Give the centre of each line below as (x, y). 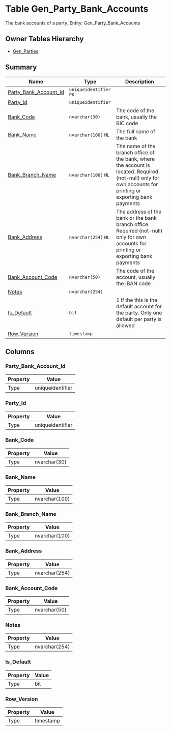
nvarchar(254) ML (89, 237)
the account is (133, 165)
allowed (125, 325)
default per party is (139, 319)
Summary (21, 67)
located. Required (137, 171)
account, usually (136, 277)
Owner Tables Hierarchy (45, 39)
